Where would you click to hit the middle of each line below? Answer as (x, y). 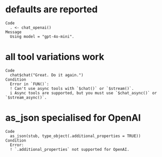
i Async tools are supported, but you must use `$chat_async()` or (84, 93)
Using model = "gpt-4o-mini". (42, 36)
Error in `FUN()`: (30, 84)
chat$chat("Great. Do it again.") (47, 75)
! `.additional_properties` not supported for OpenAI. (70, 149)
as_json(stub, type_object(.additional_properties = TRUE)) (75, 136)
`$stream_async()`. (26, 97)
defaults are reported (52, 9)
